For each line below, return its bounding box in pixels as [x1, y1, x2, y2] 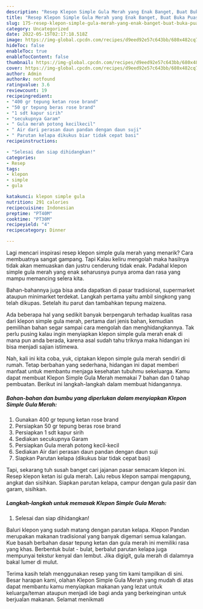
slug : [6, 20, 20, 26]
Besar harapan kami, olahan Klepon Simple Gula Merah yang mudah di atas [6, 576, 194, 584]
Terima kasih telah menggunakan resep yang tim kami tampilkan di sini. [6, 570, 184, 577]
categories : [6, 155, 36, 161]
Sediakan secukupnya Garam [14, 435, 89, 442]
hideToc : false [6, 43, 45, 49]
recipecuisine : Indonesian [6, 205, 74, 211]
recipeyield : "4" [6, 222, 50, 228]
